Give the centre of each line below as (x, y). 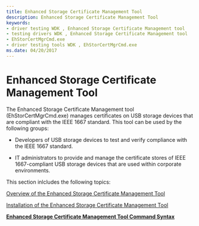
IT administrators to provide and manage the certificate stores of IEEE (100, 157)
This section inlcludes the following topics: (58, 182)
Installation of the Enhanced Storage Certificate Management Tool (87, 205)
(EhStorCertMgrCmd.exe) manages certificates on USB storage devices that (100, 115)
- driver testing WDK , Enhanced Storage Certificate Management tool (96, 28)
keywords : (18, 23)
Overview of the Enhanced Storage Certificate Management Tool (86, 193)
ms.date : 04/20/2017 (32, 51)
